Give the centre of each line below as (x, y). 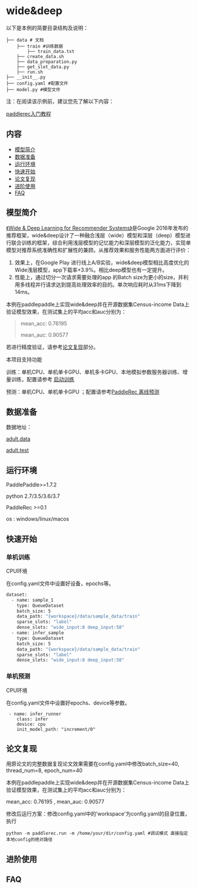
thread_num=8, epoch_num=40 (45, 770)
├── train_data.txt (51, 51)
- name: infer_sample (38, 633)
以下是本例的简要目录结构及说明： (47, 28)
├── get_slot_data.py (43, 67)
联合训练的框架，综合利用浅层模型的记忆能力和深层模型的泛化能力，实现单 (101, 243)
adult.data (18, 439)
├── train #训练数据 (40, 46)
